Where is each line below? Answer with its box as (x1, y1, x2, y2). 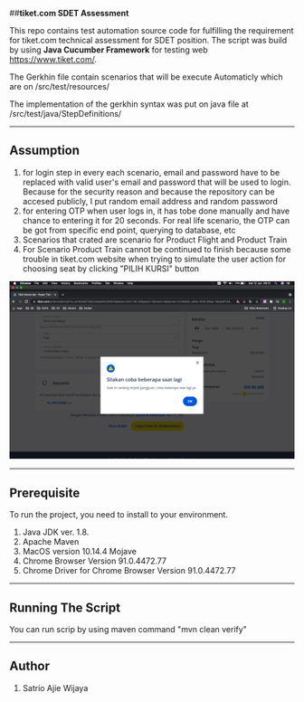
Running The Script (9, 600, 120, 615)
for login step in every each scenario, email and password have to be (22, 166, 280, 177)
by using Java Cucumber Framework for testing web (9, 44, 208, 55)
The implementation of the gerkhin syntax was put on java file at (9, 99, 249, 109)
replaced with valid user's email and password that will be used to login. (22, 176, 291, 187)
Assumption (9, 143, 80, 158)
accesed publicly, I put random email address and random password (22, 195, 279, 206)
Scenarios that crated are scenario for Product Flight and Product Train (22, 234, 288, 245)
